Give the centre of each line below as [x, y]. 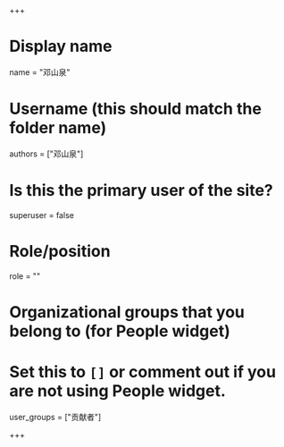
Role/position [60, 251]
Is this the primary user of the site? [142, 191]
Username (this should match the [135, 109]
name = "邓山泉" [40, 72]
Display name [61, 46]
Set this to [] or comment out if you [143, 372]
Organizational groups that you [127, 312]
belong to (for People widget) [120, 331]
